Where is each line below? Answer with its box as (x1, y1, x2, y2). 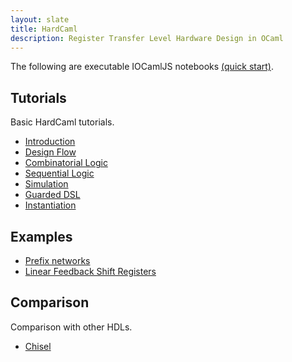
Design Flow (24, 146, 77, 158)
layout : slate (10, 14, 70, 25)
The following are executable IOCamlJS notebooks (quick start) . (10, 61, 275, 73)
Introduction (24, 136, 76, 148)
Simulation (24, 178, 69, 190)
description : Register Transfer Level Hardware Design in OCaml (10, 33, 284, 43)
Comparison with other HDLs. (10, 321, 133, 333)
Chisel (24, 340, 52, 352)
